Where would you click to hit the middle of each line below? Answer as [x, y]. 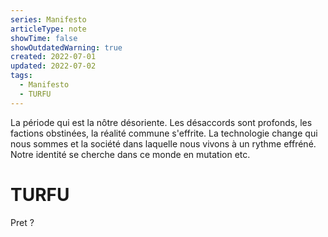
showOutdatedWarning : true [66, 47]
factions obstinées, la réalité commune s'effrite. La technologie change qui [164, 133]
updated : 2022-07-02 [53, 66]
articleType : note [48, 29]
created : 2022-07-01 [53, 57]
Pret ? [22, 222]
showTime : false [44, 38]
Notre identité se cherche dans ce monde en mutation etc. [130, 154]
